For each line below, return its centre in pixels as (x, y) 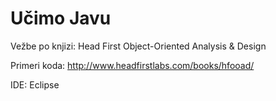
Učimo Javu (61, 18)
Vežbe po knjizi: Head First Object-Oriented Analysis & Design (138, 46)
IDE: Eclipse (35, 84)
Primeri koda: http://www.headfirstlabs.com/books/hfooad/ (132, 65)
